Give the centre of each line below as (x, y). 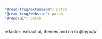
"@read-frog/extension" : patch (36, 9)
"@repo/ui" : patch (23, 18)
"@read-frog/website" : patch (34, 14)
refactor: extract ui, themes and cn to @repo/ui (51, 32)
